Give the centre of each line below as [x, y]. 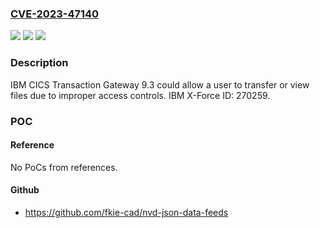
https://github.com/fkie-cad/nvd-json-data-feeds [126, 212]
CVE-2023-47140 [55, 14]
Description [39, 63]
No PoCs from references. [64, 167]
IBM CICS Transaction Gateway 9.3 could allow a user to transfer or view [160, 84]
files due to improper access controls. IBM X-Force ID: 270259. [140, 95]
